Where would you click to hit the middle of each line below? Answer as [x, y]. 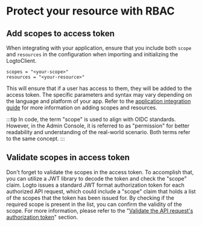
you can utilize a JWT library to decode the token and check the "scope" [96, 178]
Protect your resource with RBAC [90, 11]
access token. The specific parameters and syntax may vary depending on [99, 95]
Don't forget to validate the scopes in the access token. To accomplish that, [100, 172]
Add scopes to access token [61, 34]
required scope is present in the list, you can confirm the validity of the [94, 204]
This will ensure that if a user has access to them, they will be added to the [99, 88]
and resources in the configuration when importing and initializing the [92, 54]
